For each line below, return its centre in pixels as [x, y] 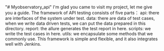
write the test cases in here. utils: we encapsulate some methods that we [79, 34]
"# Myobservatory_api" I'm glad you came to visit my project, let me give [79, 7]
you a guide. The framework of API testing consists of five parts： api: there [82, 13]
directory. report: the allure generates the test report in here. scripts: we [78, 28]
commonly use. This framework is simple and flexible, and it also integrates [82, 39]
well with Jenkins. [23, 44]
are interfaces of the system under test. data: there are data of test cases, [80, 18]
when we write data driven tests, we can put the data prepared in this [76, 23]
